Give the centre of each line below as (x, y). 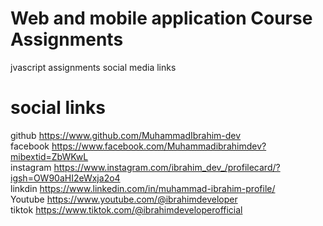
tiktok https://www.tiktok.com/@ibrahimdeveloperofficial (126, 209)
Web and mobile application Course (161, 18)
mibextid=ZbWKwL (49, 156)
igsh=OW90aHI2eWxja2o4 (65, 178)
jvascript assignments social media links (93, 67)
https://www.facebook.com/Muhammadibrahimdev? (159, 146)
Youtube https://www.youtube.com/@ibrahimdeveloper (124, 199)
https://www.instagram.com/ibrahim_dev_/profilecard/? (167, 167)
